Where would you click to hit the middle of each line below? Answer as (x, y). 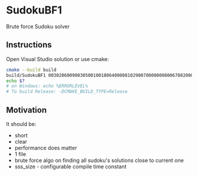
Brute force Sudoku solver (38, 26)
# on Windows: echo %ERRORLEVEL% (47, 86)
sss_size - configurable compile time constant (70, 166)
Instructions (29, 45)
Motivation (27, 110)
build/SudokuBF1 (26, 75)
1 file (20, 154)
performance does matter (46, 148)
